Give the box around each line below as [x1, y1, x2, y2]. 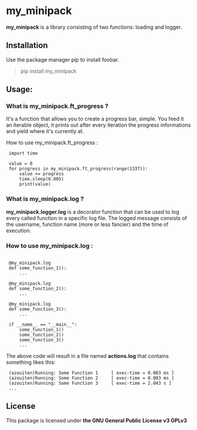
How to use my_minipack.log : [6, 242, 93, 250]
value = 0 [8, 161, 33, 167]
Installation [6, 40, 48, 50]
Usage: [6, 84, 33, 94]
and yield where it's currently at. [6, 128, 84, 135]
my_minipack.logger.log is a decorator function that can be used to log [6, 208, 180, 215]
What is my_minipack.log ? [6, 195, 84, 203]
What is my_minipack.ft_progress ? [6, 102, 108, 110]
